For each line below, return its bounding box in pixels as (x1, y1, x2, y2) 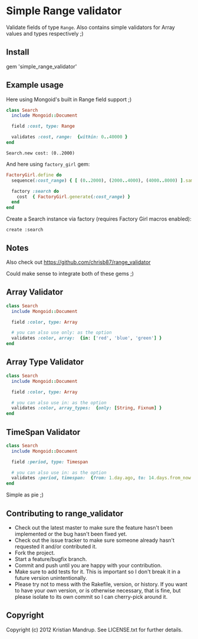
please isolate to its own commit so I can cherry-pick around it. (14, 593, 168, 600)
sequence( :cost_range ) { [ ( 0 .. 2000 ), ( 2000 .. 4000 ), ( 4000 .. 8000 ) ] (11, 177, 183, 183)
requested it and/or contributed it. (14, 543, 97, 550)
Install (6, 47, 29, 57)
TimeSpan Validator (6, 427, 81, 437)
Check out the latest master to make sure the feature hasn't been (14, 524, 173, 531)
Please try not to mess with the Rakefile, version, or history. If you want (14, 581, 187, 588)
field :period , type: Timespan (11, 459, 88, 465)
